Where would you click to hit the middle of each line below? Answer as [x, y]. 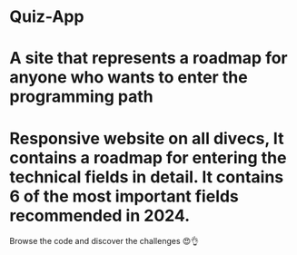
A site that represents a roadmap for [148, 59]
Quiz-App [47, 17]
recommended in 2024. [100, 216]
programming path [81, 97]
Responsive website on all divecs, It [147, 138]
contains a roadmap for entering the [148, 157]
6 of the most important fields [124, 196]
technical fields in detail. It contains [147, 177]
